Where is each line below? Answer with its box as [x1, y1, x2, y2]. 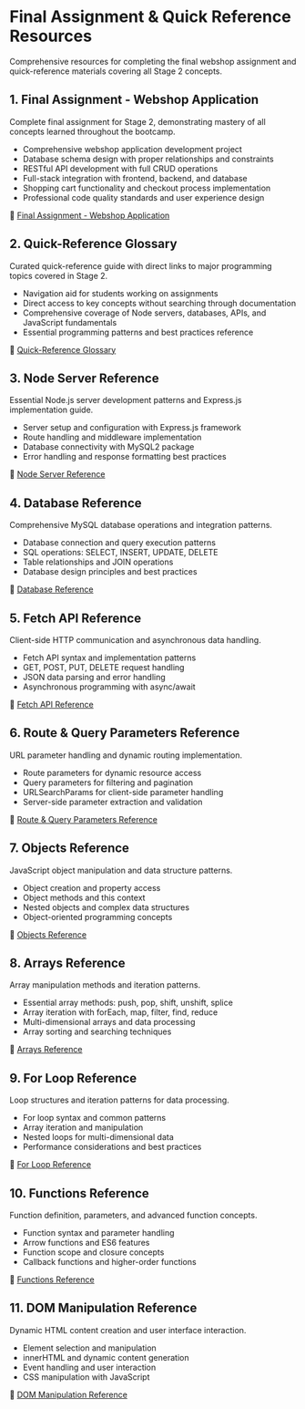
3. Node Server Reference [9, 370, 159, 386]
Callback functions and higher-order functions [22, 1257, 198, 1268]
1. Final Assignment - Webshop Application [9, 92, 259, 108]
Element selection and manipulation [22, 1342, 157, 1353]
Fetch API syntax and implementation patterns [22, 652, 197, 663]
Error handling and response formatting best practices [22, 451, 227, 462]
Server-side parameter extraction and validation [22, 796, 203, 807]
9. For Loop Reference [9, 1070, 137, 1086]
